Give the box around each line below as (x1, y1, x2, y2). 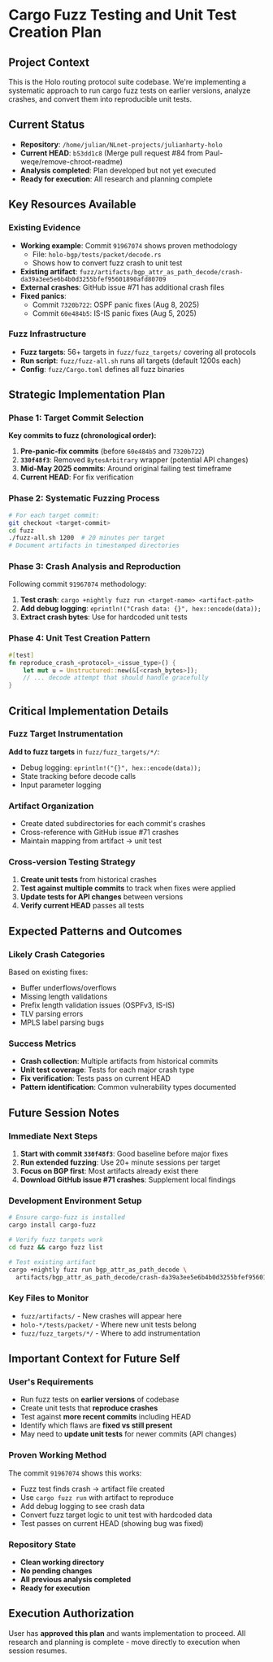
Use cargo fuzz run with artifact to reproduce (19, 1492, 175, 1502)
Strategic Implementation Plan (8, 388, 166, 402)
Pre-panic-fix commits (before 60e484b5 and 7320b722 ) (19, 446, 205, 457)
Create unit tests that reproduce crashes (19, 1403, 158, 1413)
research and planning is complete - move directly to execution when (8, 1637, 240, 1647)
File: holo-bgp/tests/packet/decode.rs (32, 249, 162, 259)
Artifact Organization (8, 800, 94, 811)
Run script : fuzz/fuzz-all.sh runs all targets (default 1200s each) (19, 356, 241, 365)
